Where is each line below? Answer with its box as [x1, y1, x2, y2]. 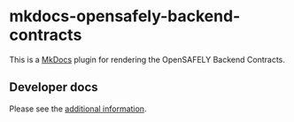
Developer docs [9, 80, 99, 95]
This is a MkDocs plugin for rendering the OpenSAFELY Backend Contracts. [9, 54, 285, 65]
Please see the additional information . [9, 103, 147, 114]
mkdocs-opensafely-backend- [9, 6, 241, 27]
